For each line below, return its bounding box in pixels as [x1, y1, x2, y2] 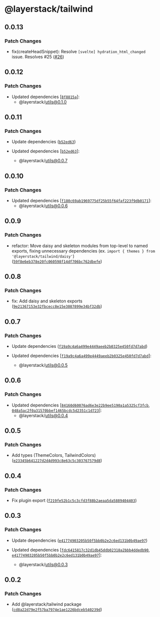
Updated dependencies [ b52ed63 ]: [11, 148, 80, 154]
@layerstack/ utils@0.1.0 [18, 99, 67, 105]
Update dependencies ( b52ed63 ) [11, 139, 76, 145]
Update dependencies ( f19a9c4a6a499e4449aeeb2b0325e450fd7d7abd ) [11, 343, 148, 349]
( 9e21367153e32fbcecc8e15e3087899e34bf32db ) [11, 303, 103, 309]
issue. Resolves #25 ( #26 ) [11, 54, 64, 60]
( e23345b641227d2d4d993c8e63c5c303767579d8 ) [11, 458, 103, 464]
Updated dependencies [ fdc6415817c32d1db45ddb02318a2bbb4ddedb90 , [11, 547, 150, 553]
